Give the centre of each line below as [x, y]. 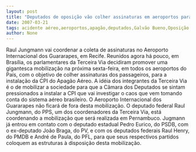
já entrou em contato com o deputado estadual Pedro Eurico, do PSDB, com [97, 125]
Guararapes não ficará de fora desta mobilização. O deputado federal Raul [96, 106]
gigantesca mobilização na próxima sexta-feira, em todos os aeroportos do [96, 68]
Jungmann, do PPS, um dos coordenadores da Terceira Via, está [84, 112]
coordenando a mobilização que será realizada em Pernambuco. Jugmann [96, 118]
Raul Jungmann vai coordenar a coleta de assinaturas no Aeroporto [87, 50]
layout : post [22, 11]
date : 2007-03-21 [27, 22]
